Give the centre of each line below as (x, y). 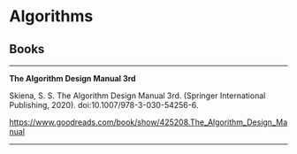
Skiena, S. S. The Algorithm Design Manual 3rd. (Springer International (137, 96)
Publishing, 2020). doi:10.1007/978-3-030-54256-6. (104, 105)
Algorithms (51, 16)
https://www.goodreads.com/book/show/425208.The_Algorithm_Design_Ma (148, 122)
